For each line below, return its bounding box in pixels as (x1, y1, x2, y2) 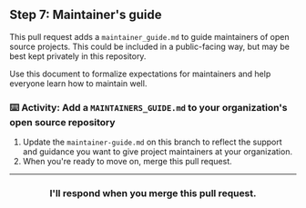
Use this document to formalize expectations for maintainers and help (9, 68, 271, 79)
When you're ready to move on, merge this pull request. (22, 156, 232, 167)
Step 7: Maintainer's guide (9, 7, 162, 23)
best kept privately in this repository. (9, 50, 147, 62)
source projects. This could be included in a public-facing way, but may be (9, 41, 290, 52)
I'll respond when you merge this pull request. (49, 187, 257, 200)
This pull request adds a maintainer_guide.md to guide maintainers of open (9, 31, 290, 42)
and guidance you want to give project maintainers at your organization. (22, 146, 293, 157)
